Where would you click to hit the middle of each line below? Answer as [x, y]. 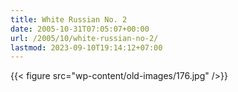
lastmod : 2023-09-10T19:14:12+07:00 [86, 47]
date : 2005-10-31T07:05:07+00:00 [80, 29]
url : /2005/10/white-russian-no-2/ [84, 38]
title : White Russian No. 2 [69, 19]
